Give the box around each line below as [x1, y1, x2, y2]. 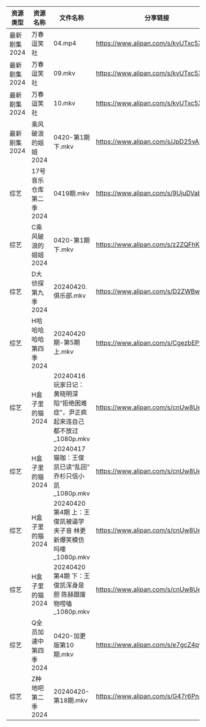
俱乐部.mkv [53, 291, 86, 300]
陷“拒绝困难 [53, 399, 88, 407]
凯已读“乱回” [53, 463, 90, 471]
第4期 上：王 [53, 508, 90, 516]
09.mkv [53, 69, 75, 77]
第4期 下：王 [53, 572, 90, 580]
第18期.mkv [53, 696, 88, 704]
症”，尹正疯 [53, 408, 88, 417]
